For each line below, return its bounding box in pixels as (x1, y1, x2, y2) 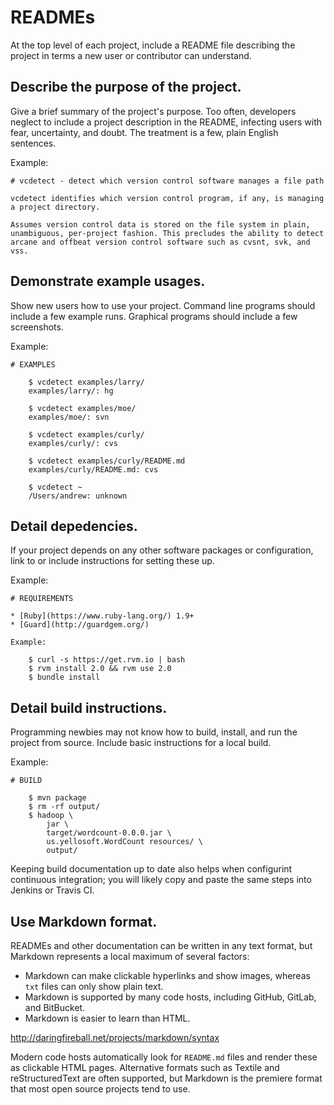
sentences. (10, 137, 57, 149)
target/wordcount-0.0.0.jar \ (46, 828, 172, 838)
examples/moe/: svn (28, 412, 110, 422)
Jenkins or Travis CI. (10, 884, 95, 896)
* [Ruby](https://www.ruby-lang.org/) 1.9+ (10, 611, 195, 621)
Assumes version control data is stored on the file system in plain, (10, 219, 311, 230)
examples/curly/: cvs (28, 438, 118, 448)
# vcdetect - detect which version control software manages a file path (10, 176, 325, 186)
